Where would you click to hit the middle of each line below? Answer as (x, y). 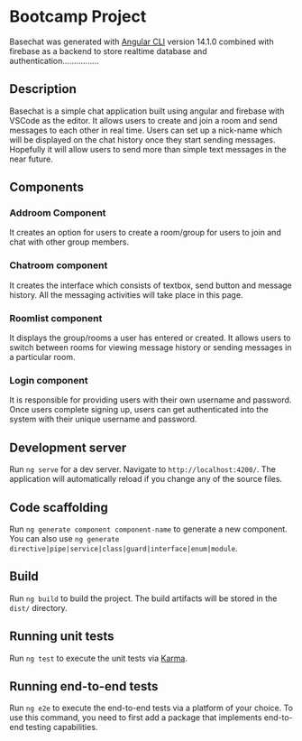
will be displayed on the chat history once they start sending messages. (142, 139)
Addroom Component (58, 213)
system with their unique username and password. (103, 419)
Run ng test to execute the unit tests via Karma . (98, 658)
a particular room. (42, 357)
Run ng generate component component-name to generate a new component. (149, 529)
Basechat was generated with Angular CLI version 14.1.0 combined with (142, 42)
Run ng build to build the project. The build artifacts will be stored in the (143, 598)
